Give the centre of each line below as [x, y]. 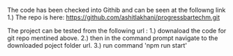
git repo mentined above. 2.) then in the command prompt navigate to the [113, 38]
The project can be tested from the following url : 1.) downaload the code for [117, 31]
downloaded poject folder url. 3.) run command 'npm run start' [97, 45]
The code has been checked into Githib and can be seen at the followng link [116, 10]
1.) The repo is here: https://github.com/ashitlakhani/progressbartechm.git [114, 17]
